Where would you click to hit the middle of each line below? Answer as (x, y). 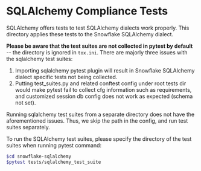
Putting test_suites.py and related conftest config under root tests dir (101, 83)
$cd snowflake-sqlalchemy (39, 156)
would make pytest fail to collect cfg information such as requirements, (103, 89)
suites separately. (28, 127)
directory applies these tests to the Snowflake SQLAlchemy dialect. (90, 34)
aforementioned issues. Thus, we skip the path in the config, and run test (97, 121)
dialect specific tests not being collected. (66, 77)
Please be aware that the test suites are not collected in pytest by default (100, 46)
